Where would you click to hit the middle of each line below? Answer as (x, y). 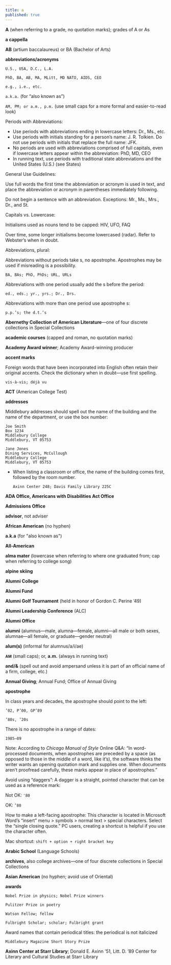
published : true (22, 15)
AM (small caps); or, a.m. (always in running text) (57, 656)
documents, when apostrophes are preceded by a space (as (92, 753)
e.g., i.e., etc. (24, 87)
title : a (15, 10)
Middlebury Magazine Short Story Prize (48, 941)
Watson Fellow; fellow (29, 914)
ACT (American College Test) (36, 391)
